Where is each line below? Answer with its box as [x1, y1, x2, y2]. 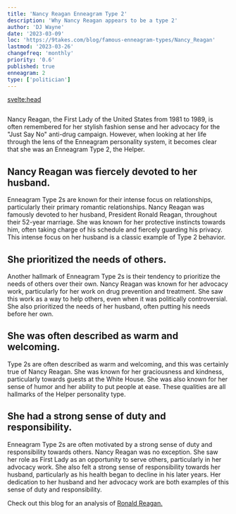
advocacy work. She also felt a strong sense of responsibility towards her [7, 462, 221, 471]
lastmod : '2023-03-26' [7, 43, 74, 50]
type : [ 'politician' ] [7, 76, 71, 83]
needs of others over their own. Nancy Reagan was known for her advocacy [7, 280, 228, 288]
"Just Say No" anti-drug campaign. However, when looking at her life [7, 130, 206, 138]
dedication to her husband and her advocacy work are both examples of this [7, 477, 229, 486]
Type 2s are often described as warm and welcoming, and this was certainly [7, 359, 229, 368]
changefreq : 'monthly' [7, 50, 74, 57]
